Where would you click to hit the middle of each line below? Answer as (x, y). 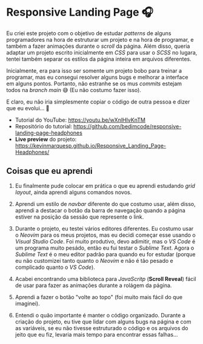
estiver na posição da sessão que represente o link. (79, 217)
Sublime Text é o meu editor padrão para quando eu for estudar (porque (105, 254)
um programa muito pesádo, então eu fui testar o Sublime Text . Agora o (105, 248)
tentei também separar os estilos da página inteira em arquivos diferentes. (99, 59)
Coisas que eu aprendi (49, 171)
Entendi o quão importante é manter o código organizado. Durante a (100, 315)
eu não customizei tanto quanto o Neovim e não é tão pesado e (94, 260)
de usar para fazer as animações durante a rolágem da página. (93, 285)
